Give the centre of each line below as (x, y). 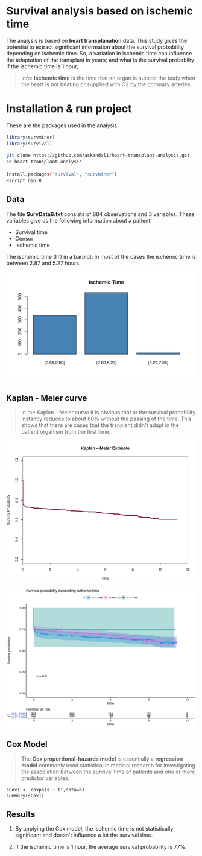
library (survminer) (31, 137)
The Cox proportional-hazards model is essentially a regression (102, 759)
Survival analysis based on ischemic (99, 11)
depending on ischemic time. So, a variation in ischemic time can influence (99, 53)
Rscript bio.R (24, 181)
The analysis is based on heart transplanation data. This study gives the (97, 40)
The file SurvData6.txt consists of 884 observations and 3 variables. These (100, 214)
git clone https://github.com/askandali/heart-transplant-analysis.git (98, 155)
